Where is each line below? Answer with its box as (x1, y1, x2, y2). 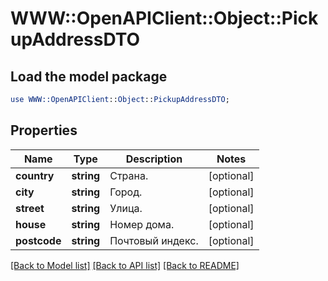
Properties (10, 122, 78, 139)
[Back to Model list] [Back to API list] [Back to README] (10, 259, 240, 271)
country (15, 168, 55, 182)
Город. (109, 185, 143, 199)
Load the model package (10, 68, 168, 85)
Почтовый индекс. (109, 233, 199, 247)
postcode (15, 233, 62, 247)
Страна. (109, 168, 149, 182)
